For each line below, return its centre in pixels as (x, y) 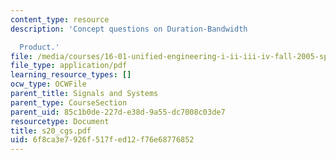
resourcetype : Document (60, 121)
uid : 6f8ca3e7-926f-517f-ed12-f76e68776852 (102, 140)
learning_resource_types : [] (71, 75)
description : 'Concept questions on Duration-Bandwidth (129, 29)
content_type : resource (60, 19)
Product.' (39, 47)
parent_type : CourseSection (69, 102)
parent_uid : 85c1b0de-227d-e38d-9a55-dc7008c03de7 (118, 112)
